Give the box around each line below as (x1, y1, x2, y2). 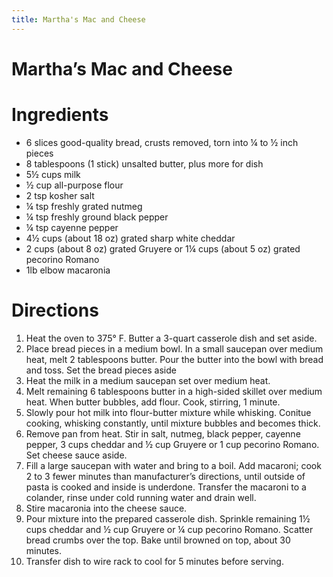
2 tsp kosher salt (25, 189, 95, 201)
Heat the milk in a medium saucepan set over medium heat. (25, 374, 271, 386)
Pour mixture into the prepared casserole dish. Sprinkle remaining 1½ (25, 512, 311, 525)
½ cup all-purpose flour (25, 179, 124, 191)
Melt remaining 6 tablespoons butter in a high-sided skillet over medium (25, 385, 323, 397)
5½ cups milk (25, 168, 81, 180)
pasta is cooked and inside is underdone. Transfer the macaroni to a (25, 481, 307, 493)
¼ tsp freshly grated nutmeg (25, 200, 143, 212)
